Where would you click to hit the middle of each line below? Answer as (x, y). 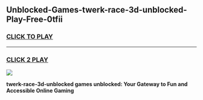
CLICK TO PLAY (30, 37)
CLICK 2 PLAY (27, 59)
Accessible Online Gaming (40, 90)
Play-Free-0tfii (35, 20)
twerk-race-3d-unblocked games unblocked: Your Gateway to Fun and (97, 84)
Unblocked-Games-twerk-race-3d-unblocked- (97, 10)
